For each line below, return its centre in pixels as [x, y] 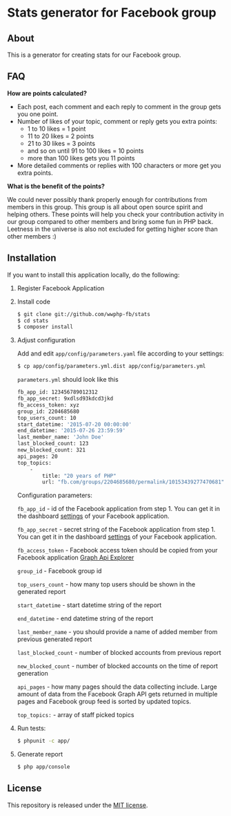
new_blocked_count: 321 [51, 450]
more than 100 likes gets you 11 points [81, 158]
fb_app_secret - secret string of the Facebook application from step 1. [116, 530]
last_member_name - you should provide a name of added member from [117, 632]
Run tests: [31, 728]
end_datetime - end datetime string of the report [85, 619]
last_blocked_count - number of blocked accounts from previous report [119, 653]
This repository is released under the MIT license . [78, 805]
